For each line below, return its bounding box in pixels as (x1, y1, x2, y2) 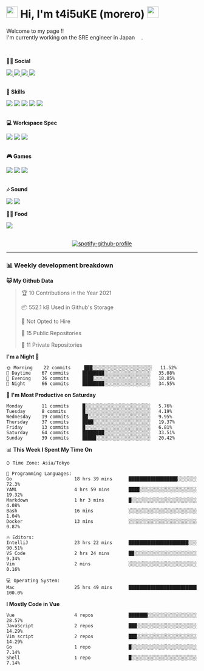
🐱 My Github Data (6, 277, 53, 285)
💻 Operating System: (6, 577, 61, 584)
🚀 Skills (6, 88, 25, 95)
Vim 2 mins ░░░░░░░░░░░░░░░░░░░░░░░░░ (6, 561, 197, 567)
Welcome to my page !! (6, 27, 64, 35)
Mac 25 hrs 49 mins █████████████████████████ (6, 585, 197, 591)
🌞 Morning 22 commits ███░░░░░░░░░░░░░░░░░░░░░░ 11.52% (6, 365, 177, 371)
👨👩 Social (6, 57, 31, 64)
